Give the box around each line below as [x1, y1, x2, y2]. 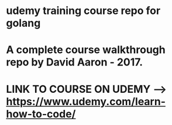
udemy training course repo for [6, 4, 161, 18]
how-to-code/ [6, 107, 76, 120]
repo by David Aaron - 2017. [6, 55, 143, 69]
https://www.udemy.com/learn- [6, 95, 166, 108]
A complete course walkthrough [6, 43, 166, 57]
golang [6, 16, 41, 30]
